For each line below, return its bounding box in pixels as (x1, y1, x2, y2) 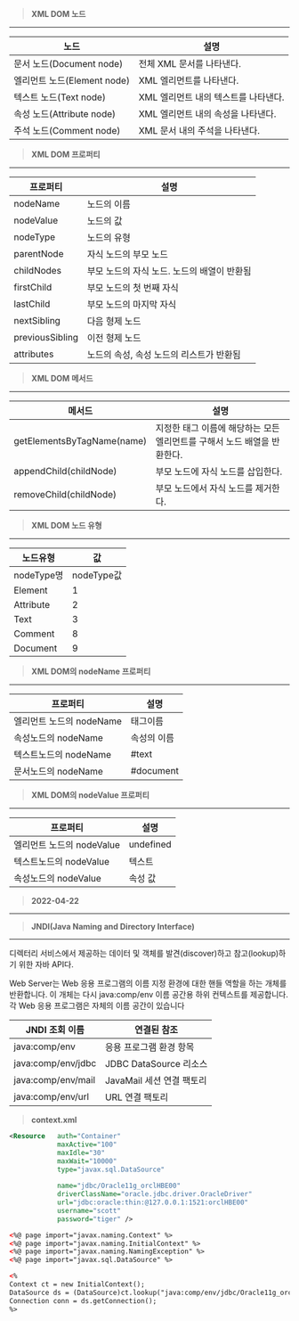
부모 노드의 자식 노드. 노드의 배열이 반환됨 (86, 265, 252, 277)
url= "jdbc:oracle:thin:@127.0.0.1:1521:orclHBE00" (56, 1198, 249, 1207)
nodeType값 (72, 570, 123, 581)
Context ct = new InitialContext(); (9, 1280, 145, 1289)
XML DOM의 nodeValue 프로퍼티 (30, 790, 149, 800)
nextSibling (13, 315, 61, 326)
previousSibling (13, 332, 78, 343)
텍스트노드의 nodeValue (13, 856, 109, 867)
